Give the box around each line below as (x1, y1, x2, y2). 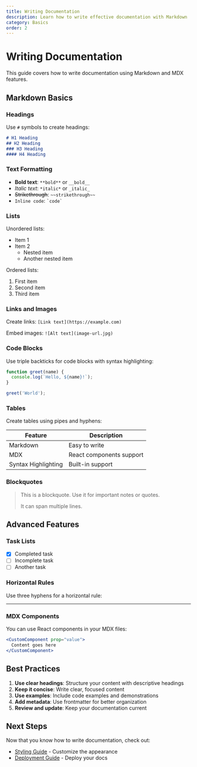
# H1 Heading (6, 135, 38, 141)
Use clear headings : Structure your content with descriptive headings (14, 679, 184, 686)
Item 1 (14, 236, 29, 243)
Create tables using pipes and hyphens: (6, 417, 103, 425)
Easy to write (68, 441, 104, 449)
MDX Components (6, 612, 60, 620)
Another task (14, 564, 46, 571)
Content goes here (11, 642, 57, 648)
